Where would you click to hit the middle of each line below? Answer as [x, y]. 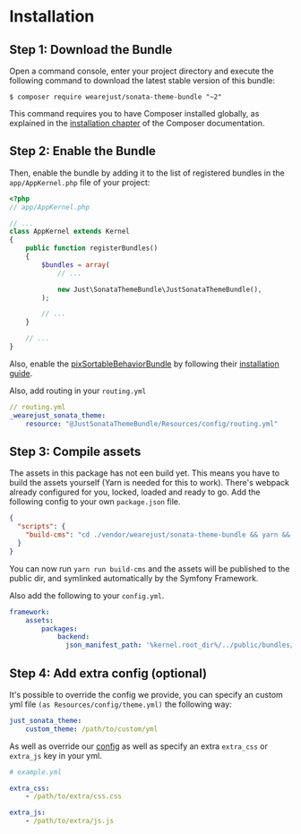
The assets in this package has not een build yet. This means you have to [145, 473]
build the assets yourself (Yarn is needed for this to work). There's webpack [149, 483]
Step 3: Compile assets [75, 451]
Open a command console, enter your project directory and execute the [142, 71]
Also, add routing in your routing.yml [78, 391]
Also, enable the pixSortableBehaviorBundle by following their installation [144, 364]
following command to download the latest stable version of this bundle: [142, 81]
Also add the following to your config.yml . [87, 595]
